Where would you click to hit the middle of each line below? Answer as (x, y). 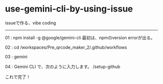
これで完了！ (18, 77)
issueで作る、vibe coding (31, 23)
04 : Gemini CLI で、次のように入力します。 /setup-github (63, 67)
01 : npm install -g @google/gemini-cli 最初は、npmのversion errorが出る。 (80, 38)
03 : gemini (16, 56)
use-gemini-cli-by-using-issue (69, 9)
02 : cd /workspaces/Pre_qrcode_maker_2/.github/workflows (66, 47)
